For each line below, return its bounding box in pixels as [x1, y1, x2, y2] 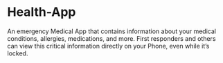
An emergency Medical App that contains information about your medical [7, 27, 217, 35]
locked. [7, 49, 28, 57]
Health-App [7, 4, 76, 20]
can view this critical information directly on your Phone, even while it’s [7, 42, 210, 50]
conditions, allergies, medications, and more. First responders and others [7, 34, 216, 42]
